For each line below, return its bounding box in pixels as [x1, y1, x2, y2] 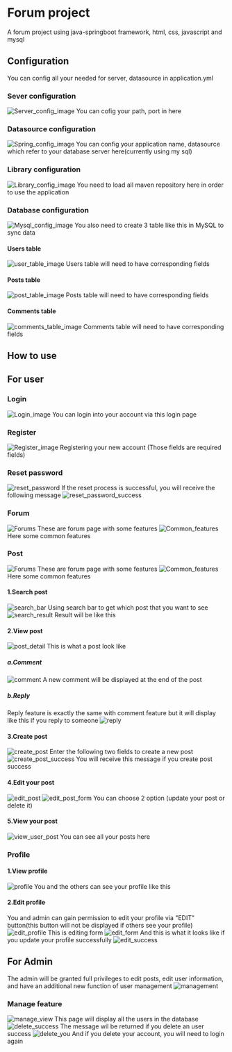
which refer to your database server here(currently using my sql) [7, 147, 192, 156]
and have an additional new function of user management [7, 981, 172, 990]
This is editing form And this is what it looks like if [47, 928, 225, 937]
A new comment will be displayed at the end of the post [42, 676, 203, 684]
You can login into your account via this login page [51, 410, 197, 418]
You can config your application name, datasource [76, 140, 221, 149]
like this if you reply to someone [7, 717, 99, 725]
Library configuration [7, 165, 81, 174]
